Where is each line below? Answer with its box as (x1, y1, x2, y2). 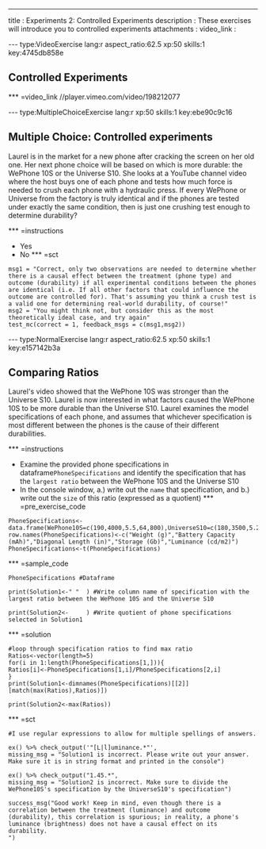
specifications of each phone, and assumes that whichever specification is (8, 412, 252, 421)
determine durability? (8, 210, 78, 220)
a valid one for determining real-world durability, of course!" (8, 299, 228, 308)
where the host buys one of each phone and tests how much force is (8, 176, 233, 186)
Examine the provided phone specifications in (19, 459, 169, 469)
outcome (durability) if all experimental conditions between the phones (8, 279, 257, 286)
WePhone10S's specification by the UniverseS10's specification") (8, 786, 232, 793)
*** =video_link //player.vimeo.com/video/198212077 (8, 92, 180, 102)
